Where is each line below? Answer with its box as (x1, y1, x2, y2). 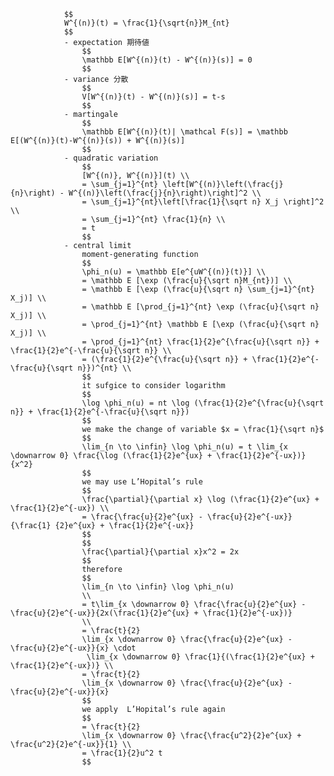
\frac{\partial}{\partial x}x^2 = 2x (81, 547, 240, 557)
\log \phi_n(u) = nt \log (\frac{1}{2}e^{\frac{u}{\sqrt (81, 398, 325, 408)
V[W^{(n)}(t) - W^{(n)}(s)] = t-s (81, 92, 226, 102)
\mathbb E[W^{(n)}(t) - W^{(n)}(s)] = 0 (81, 55, 253, 65)
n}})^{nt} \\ (77, 363, 132, 373)
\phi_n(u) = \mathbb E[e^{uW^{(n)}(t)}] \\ (81, 267, 267, 277)
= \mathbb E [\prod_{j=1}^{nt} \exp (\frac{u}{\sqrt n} (81, 302, 320, 312)
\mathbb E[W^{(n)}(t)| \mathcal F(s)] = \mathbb (81, 127, 288, 137)
